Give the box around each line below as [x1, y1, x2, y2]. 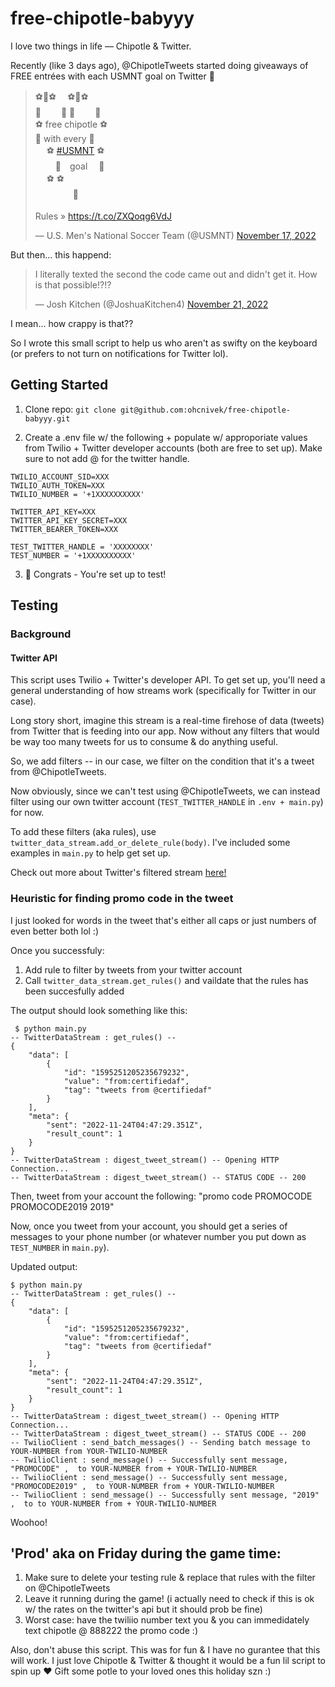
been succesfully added [24, 985, 125, 997]
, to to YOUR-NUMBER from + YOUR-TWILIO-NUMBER [10, 1498, 217, 1509]
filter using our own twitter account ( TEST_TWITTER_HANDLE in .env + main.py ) [10, 796, 324, 808]
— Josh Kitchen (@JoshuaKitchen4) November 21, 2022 [34, 298, 269, 310]
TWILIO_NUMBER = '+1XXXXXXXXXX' [10, 489, 145, 499]
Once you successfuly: [10, 944, 105, 956]
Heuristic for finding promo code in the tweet [10, 892, 234, 906]
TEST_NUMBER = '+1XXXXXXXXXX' [10, 550, 137, 561]
